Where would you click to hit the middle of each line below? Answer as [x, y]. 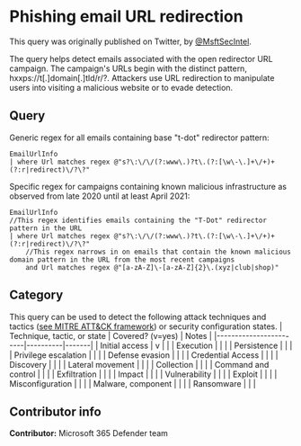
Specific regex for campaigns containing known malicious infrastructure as [148, 186]
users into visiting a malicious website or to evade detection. [121, 87]
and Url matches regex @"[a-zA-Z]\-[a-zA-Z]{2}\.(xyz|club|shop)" [152, 267]
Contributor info [55, 411]
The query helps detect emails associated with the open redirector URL [141, 58]
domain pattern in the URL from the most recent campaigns [122, 259]
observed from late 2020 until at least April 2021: [100, 196]
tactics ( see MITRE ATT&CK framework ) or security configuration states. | [146, 326]
